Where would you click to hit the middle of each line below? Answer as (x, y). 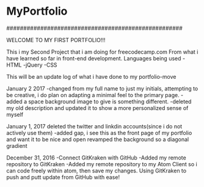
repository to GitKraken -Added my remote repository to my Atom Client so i (102, 164)
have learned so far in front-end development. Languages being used (94, 58)
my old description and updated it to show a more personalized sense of (97, 108)
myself (15, 114)
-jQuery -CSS (40, 65)
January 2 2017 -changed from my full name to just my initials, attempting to (102, 88)
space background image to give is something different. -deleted (110, 101)
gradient (17, 145)
